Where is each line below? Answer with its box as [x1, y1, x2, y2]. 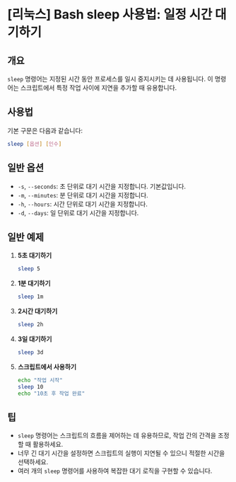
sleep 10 [17, 383, 44, 390]
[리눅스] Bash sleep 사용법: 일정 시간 [7, 6, 213, 23]
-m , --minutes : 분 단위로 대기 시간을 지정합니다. [17, 190, 148, 199]
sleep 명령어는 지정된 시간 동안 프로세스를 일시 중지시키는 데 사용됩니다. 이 [7, 75, 213, 83]
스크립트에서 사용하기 [17, 362, 76, 371]
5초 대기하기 [17, 251, 52, 260]
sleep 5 [17, 265, 40, 272]
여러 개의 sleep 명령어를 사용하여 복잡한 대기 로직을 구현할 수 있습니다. [17, 466, 213, 475]
